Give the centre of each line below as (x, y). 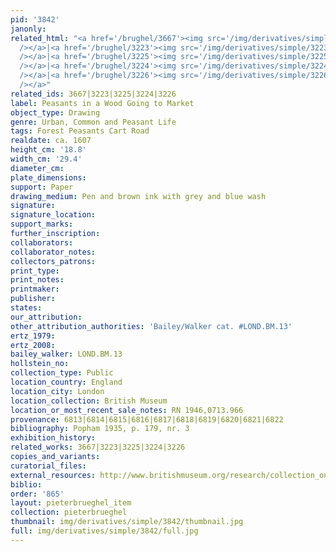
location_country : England (66, 382)
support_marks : (42, 224)
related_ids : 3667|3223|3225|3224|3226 (93, 94)
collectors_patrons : (53, 261)
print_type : (35, 271)
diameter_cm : (37, 168)
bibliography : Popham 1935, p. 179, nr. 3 (100, 429)
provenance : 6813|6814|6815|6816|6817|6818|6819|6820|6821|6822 (147, 419)
